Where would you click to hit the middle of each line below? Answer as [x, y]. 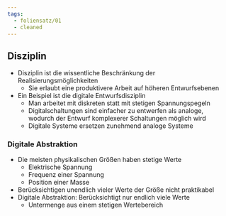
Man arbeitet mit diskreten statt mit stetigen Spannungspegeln [119, 103]
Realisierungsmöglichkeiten [58, 81]
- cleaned [28, 27]
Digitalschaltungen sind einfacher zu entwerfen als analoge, [116, 111]
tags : [15, 14]
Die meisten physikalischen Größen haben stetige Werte [100, 160]
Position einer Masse [59, 183]
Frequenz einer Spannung [66, 175]
